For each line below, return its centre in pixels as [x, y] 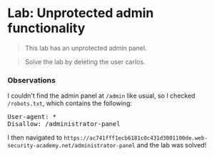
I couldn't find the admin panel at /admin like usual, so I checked [101, 96]
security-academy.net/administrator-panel [71, 146]
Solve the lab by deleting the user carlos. [85, 61]
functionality [46, 28]
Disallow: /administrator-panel [64, 124]
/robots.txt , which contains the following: [70, 103]
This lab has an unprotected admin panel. [86, 48]
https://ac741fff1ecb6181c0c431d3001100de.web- [136, 138]
